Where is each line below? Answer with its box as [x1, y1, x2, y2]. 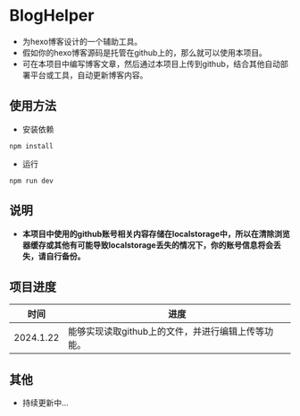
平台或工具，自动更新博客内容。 [29, 69, 148, 81]
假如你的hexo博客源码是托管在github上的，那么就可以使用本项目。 [21, 47, 268, 58]
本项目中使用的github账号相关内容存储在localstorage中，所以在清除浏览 [21, 228, 290, 239]
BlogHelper [9, 5, 95, 26]
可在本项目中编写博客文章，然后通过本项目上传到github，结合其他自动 [21, 58, 281, 69]
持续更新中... [21, 397, 69, 408]
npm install [9, 141, 54, 150]
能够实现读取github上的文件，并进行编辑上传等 [68, 326, 265, 338]
